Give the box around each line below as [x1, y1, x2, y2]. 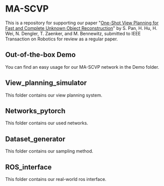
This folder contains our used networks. [5, 120, 88, 126]
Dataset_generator [5, 134, 66, 143]
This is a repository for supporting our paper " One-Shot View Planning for [5, 20, 159, 26]
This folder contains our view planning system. [5, 92, 102, 98]
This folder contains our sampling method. [5, 148, 93, 154]
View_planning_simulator [5, 79, 87, 87]
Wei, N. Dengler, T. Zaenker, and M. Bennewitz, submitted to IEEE [5, 30, 141, 36]
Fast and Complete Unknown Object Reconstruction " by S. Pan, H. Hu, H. [5, 25, 157, 31]
